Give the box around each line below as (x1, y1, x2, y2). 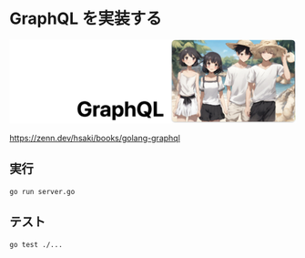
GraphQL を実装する (9, 8, 162, 29)
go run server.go (9, 187, 76, 196)
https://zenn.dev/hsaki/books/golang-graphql (9, 133, 180, 144)
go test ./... (9, 240, 64, 249)
